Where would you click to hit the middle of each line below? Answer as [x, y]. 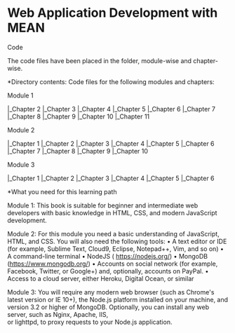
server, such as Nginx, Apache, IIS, [58, 314]
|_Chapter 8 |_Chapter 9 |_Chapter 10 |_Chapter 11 [79, 116]
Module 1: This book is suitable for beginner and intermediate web [103, 205]
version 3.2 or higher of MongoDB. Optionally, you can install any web [108, 307]
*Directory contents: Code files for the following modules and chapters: [111, 81]
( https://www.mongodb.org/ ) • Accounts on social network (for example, [113, 264]
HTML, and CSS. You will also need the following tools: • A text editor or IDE [117, 241]
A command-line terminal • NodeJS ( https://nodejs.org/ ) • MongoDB [108, 256]
